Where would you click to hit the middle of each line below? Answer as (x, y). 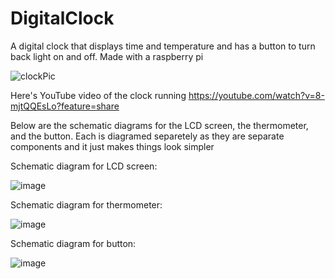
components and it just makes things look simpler (112, 146)
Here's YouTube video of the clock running (98, 95)
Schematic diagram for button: (73, 243)
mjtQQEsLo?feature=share (65, 106)
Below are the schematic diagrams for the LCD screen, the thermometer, (159, 125)
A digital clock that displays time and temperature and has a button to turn (163, 46)
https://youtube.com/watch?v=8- (256, 95)
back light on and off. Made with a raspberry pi (107, 56)
